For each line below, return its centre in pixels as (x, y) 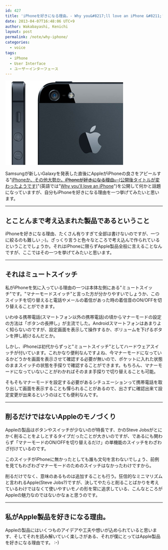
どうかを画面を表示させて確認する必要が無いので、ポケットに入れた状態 (88, 359)
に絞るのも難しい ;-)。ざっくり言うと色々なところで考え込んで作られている (82, 240)
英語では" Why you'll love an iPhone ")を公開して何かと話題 (101, 186)
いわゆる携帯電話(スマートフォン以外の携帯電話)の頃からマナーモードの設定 (83, 317)
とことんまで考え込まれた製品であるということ (77, 221)
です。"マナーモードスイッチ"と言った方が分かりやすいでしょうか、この (86, 294)
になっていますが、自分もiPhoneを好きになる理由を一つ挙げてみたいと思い (82, 193)
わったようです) (21, 186)
